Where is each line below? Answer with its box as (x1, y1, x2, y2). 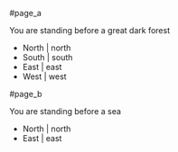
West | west (22, 71, 67, 82)
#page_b (9, 89, 42, 99)
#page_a (9, 8, 42, 18)
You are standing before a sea (9, 106, 122, 116)
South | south (22, 52, 73, 62)
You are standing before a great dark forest (9, 25, 170, 35)
